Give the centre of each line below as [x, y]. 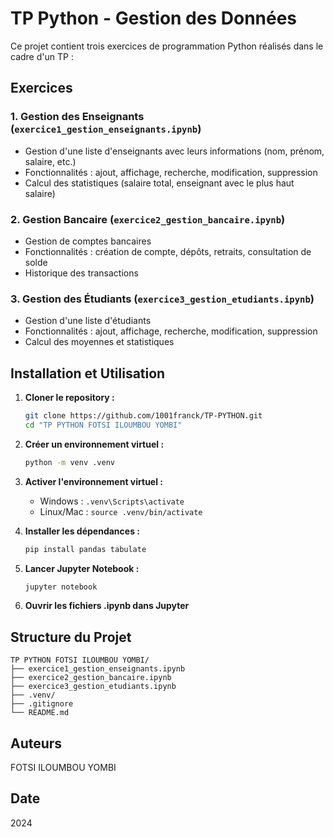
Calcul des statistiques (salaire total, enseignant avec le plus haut [159, 183]
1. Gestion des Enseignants [77, 117]
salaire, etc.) [50, 161]
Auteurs [36, 743]
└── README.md [40, 713]
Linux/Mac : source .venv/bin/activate [121, 511]
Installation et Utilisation [88, 373]
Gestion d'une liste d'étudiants [88, 321]
